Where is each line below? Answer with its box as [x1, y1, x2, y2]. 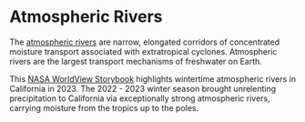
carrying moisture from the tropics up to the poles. [9, 102, 199, 113]
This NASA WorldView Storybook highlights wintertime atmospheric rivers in [9, 73, 296, 84]
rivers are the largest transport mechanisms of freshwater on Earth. [9, 56, 262, 66]
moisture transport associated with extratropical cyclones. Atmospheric [9, 46, 278, 56]
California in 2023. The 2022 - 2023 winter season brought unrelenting [9, 83, 277, 94]
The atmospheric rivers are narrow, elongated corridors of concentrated [9, 36, 280, 47]
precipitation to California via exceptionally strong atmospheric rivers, [9, 93, 270, 104]
